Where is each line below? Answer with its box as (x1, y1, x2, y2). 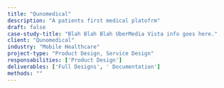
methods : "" (7, 70, 43, 77)
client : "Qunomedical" (7, 37, 75, 44)
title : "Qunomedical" (7, 10, 72, 18)
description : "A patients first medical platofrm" (7, 17, 161, 24)
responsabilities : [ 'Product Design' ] (7, 57, 122, 64)
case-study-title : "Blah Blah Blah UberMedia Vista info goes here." (7, 30, 218, 38)
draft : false (7, 23, 46, 31)
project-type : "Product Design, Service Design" (7, 50, 154, 57)
